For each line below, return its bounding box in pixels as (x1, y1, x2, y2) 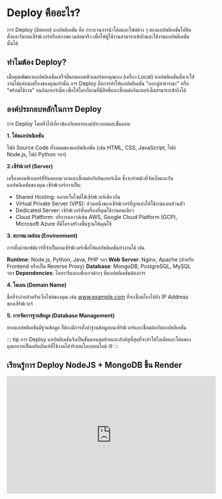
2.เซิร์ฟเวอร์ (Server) (7, 162, 53, 170)
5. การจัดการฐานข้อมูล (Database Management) (7, 312, 115, 319)
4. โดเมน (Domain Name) (7, 281, 67, 288)
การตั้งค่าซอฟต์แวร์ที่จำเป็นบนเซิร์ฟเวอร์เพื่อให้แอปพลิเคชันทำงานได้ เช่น (7, 244, 145, 251)
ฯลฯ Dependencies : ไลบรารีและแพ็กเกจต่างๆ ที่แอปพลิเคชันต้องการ (7, 269, 146, 276)
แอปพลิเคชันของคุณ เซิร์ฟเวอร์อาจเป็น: (7, 181, 82, 188)
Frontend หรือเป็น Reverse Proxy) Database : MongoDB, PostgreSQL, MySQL (7, 263, 192, 270)
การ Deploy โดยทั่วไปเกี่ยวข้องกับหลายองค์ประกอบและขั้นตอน (7, 120, 130, 127)
